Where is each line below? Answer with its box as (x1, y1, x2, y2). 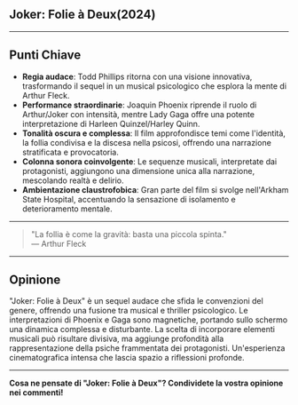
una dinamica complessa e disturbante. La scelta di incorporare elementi (9, 324, 275, 335)
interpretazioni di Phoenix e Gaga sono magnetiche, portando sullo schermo (9, 314, 288, 325)
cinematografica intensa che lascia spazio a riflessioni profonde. (9, 353, 246, 363)
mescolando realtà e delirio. (21, 175, 124, 186)
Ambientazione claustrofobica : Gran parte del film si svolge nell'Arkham (21, 184, 289, 195)
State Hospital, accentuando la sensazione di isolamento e (21, 194, 237, 204)
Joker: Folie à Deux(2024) (9, 7, 156, 22)
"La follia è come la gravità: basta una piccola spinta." (30, 228, 228, 239)
